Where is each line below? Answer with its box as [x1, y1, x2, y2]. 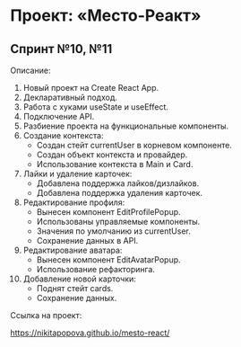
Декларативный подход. [22, 92, 117, 102]
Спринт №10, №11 [10, 41, 113, 57]
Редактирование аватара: [22, 245, 123, 255]
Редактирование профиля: [22, 197, 125, 208]
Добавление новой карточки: [22, 273, 137, 284]
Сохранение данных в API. [36, 236, 139, 245]
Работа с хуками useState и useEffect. [22, 102, 169, 112]
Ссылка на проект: [10, 310, 82, 320]
